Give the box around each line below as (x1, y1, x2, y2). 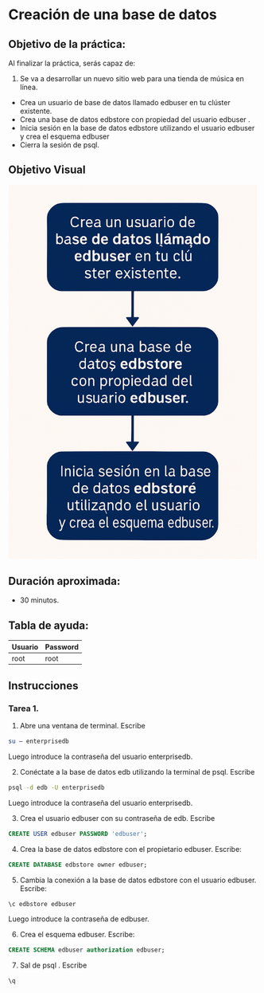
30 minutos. (19, 595, 60, 605)
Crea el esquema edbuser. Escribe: (19, 930, 135, 940)
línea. (19, 82, 38, 92)
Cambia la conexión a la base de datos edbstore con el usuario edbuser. (19, 875, 257, 885)
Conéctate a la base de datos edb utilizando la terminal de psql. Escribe (19, 767, 255, 776)
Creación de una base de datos (8, 6, 217, 24)
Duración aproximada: (8, 574, 121, 587)
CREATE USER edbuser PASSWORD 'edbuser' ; (8, 830, 148, 838)
